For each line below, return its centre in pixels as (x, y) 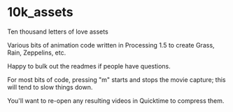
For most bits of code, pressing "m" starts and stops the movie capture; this (116, 79)
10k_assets (40, 12)
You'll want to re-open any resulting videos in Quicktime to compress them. (116, 100)
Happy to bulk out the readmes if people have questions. (89, 66)
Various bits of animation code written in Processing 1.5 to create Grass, (111, 45)
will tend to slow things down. (50, 87)
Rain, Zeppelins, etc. (37, 52)
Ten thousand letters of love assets (58, 31)
